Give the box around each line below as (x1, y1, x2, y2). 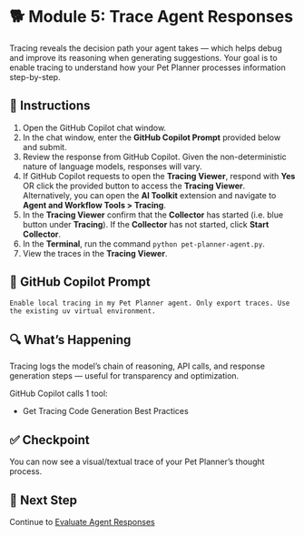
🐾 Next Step (9, 492, 77, 508)
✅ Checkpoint (9, 432, 90, 448)
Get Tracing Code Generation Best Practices (22, 406, 189, 417)
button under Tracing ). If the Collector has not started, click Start (22, 218, 270, 229)
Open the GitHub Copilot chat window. (22, 122, 166, 133)
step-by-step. (9, 71, 61, 82)
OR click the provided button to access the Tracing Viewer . (22, 180, 246, 191)
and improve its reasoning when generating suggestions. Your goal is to (9, 52, 279, 63)
